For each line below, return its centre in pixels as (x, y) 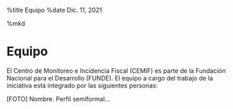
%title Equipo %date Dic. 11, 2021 (54, 10)
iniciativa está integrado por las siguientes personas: (82, 85)
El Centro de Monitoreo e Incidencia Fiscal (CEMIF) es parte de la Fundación (116, 70)
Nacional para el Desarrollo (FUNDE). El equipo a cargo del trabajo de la (110, 78)
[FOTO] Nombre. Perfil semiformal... (58, 99)
